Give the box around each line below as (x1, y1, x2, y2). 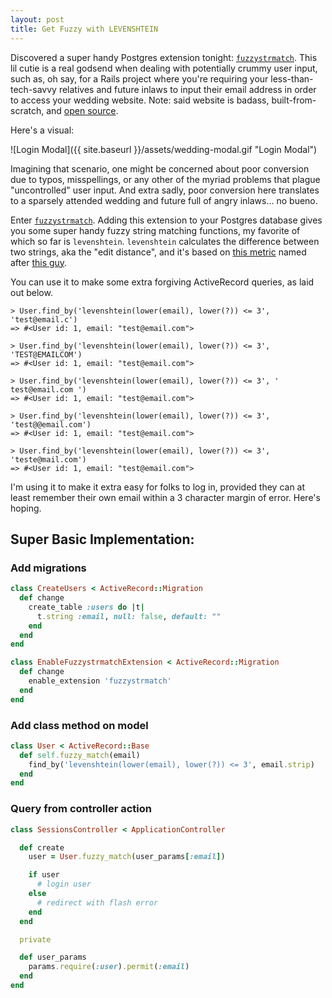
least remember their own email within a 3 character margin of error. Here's (10, 491, 321, 503)
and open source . (46, 104, 119, 116)
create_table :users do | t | (28, 602, 145, 612)
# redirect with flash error (36, 897, 159, 908)
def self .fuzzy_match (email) (19, 750, 141, 760)
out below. (10, 286, 53, 298)
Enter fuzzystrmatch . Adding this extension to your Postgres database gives (10, 214, 323, 226)
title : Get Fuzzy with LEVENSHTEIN (10, 24, 159, 34)
